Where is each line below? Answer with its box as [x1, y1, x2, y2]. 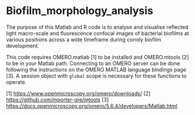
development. [6, 42, 39, 49]
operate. [6, 78, 26, 86]
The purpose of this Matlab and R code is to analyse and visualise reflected [6, 23, 189, 31]
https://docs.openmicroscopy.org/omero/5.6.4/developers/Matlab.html [6, 102, 177, 109]
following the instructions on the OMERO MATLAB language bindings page [6, 66, 187, 73]
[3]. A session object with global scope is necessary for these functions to [6, 72, 187, 79]
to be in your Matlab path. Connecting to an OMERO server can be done [6, 60, 180, 67]
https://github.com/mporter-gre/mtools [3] [6, 96, 109, 103]
